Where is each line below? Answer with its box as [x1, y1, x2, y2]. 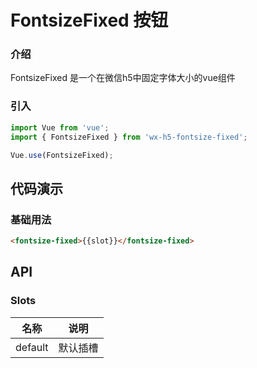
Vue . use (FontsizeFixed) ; [10, 150, 114, 160]
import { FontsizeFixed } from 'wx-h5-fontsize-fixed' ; [10, 132, 248, 142]
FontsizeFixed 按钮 [10, 9, 169, 32]
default [15, 340, 49, 354]
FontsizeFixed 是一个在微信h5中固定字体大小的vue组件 [10, 72, 236, 84]
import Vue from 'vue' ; [10, 122, 110, 133]
